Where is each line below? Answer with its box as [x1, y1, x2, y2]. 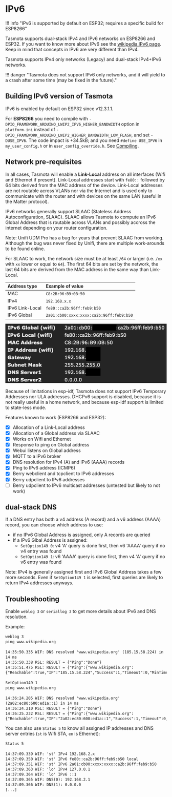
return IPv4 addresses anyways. [5, 580, 73, 586]
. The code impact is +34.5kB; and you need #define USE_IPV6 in [26, 137, 162, 144]
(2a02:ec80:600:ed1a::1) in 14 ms [5, 701, 79, 706]
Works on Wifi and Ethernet [12, 436, 71, 442]
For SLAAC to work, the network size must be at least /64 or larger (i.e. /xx [5, 255, 163, 261]
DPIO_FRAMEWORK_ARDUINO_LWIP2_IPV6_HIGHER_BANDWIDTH [5, 121, 120, 127]
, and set [131, 132, 150, 138]
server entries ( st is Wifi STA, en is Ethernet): [5, 731, 100, 737]
